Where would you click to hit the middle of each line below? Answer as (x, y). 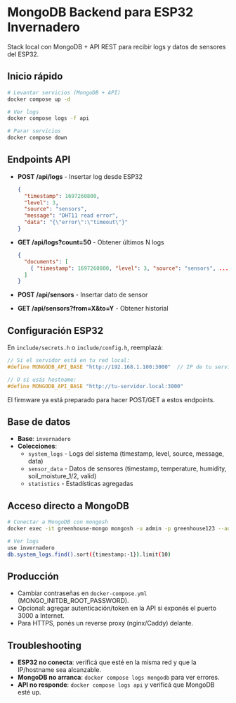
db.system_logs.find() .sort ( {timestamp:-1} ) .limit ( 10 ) (89, 554)
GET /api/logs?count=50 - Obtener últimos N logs (91, 242)
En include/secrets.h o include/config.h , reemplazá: (85, 348)
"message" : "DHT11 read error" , (71, 216)
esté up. (29, 692)
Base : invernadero (44, 439)
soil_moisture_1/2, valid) (62, 476)
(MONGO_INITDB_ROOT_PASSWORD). (73, 601)
